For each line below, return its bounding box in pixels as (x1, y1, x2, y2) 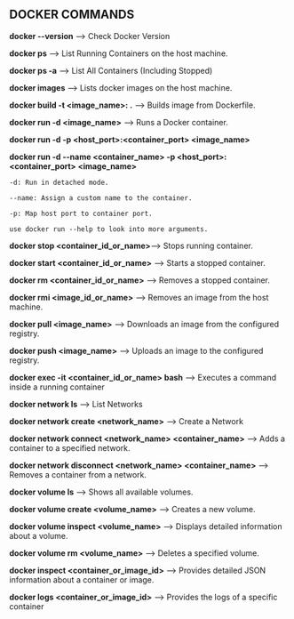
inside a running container (9, 382, 105, 392)
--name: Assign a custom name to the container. (9, 193, 193, 203)
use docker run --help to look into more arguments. (9, 224, 209, 234)
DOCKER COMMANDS (9, 7, 135, 22)
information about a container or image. (9, 574, 155, 585)
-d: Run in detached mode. (9, 178, 109, 187)
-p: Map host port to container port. (9, 209, 153, 218)
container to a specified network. (9, 442, 131, 453)
